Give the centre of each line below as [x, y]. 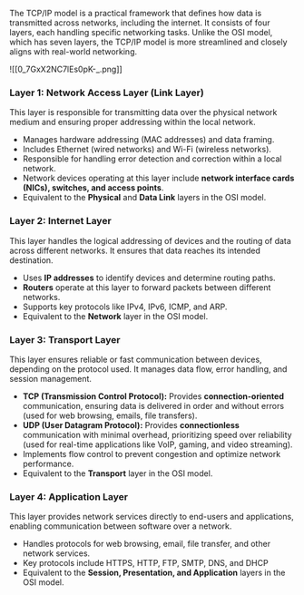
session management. [51, 378]
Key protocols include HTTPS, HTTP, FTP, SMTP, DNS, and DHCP [146, 563]
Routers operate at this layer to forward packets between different [147, 287]
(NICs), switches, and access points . [93, 188]
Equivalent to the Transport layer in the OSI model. [118, 473]
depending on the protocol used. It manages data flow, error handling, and [148, 369]
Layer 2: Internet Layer [60, 221]
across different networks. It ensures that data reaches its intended [135, 250]
